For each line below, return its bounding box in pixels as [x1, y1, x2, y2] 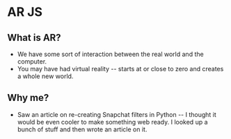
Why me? [7, 92, 49, 104]
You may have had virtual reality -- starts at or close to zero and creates [17, 65, 224, 73]
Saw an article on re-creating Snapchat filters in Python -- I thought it [17, 110, 217, 118]
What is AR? [7, 32, 61, 44]
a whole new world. [17, 72, 74, 80]
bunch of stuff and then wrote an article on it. [17, 125, 148, 133]
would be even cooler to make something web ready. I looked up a [17, 118, 208, 126]
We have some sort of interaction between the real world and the [17, 50, 204, 58]
